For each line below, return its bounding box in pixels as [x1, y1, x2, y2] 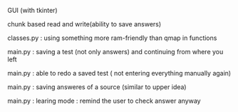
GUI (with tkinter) [7, 6, 58, 14]
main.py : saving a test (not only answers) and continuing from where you [7, 48, 224, 56]
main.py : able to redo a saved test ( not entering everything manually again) [7, 69, 232, 77]
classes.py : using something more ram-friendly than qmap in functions [7, 34, 217, 42]
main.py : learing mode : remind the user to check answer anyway [7, 96, 201, 105]
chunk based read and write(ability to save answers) [7, 20, 162, 28]
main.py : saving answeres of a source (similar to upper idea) [7, 83, 187, 91]
